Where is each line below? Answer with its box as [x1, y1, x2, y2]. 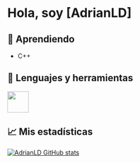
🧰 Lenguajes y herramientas [7, 72, 134, 84]
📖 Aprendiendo [7, 33, 75, 45]
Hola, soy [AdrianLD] [7, 5, 132, 21]
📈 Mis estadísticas [7, 126, 93, 138]
